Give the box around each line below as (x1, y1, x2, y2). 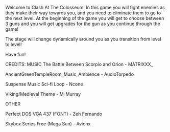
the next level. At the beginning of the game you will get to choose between (5, 15, 164, 21)
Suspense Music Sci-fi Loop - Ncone (5, 81, 83, 87)
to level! (5, 41, 22, 48)
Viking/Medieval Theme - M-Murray (5, 91, 81, 97)
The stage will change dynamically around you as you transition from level (5, 36, 162, 42)
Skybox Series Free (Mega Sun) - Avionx (5, 121, 91, 127)
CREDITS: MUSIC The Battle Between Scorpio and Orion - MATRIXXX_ (5, 61, 153, 67)
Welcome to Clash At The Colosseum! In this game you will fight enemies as (5, 5, 165, 10)
